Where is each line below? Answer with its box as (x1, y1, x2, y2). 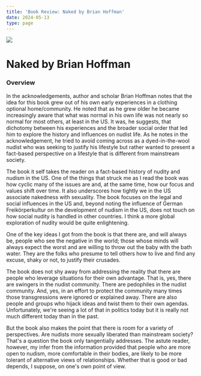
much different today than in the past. (6, 312, 100, 319)
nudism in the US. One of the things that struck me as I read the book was (6, 174, 189, 181)
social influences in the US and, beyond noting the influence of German (6, 200, 183, 207)
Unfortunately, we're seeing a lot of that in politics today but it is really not (6, 306, 189, 313)
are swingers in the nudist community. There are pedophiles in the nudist (6, 280, 187, 288)
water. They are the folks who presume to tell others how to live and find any (6, 250, 196, 257)
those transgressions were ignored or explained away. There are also (6, 293, 178, 301)
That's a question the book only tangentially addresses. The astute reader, (6, 337, 190, 344)
